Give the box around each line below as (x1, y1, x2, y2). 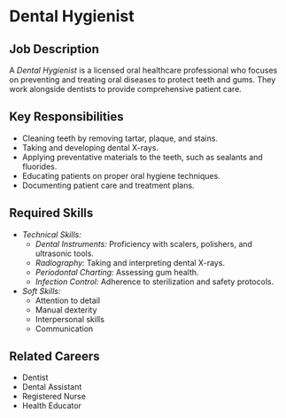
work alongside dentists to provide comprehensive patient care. (9, 84, 242, 94)
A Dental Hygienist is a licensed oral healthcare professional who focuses (9, 65, 278, 75)
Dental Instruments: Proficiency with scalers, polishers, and (35, 238, 252, 249)
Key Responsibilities (9, 109, 124, 125)
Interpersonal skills (35, 313, 104, 324)
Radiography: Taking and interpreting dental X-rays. (35, 257, 226, 267)
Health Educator (21, 400, 82, 411)
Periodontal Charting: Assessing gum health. (35, 267, 199, 277)
